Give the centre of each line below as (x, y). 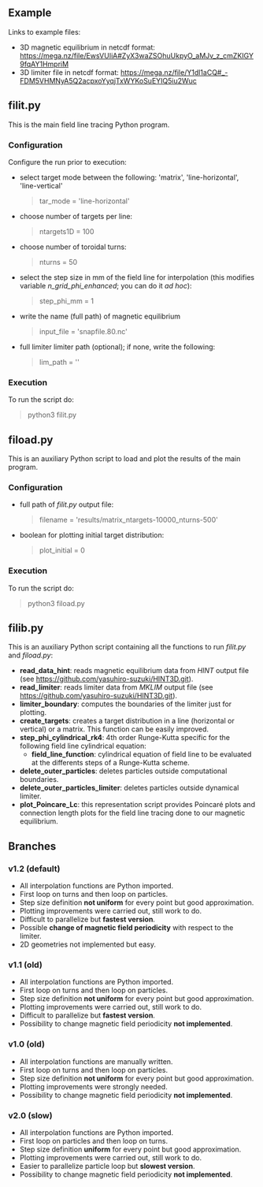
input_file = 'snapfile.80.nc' (83, 331)
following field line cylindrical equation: (83, 746)
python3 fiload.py (56, 603)
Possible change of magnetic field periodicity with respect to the (126, 928)
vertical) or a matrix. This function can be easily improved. (114, 729)
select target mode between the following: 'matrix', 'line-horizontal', (129, 177)
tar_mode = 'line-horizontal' (84, 201)
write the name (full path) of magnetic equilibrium (100, 316)
